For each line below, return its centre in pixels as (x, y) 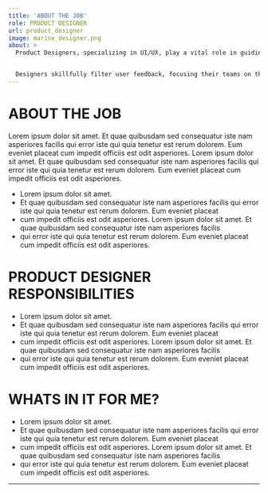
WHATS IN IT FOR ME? (84, 399)
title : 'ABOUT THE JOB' (48, 16)
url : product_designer (46, 30)
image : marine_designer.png (55, 38)
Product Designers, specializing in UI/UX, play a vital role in (126, 53)
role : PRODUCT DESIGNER (48, 23)
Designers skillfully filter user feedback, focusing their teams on (133, 74)
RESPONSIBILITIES (71, 294)
